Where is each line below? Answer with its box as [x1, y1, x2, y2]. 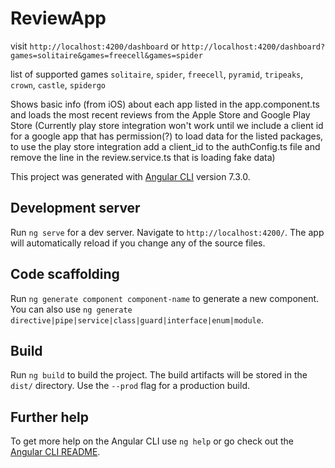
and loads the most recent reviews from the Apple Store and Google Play [10, 108, 311, 121]
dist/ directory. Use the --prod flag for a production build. [10, 380, 250, 392]
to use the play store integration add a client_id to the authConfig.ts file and [10, 140, 321, 152]
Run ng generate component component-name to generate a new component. [10, 292, 320, 304]
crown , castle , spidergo [10, 78, 106, 91]
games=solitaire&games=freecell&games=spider [10, 50, 203, 61]
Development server [10, 200, 141, 217]
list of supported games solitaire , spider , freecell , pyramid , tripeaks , [10, 68, 304, 80]
